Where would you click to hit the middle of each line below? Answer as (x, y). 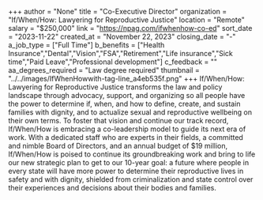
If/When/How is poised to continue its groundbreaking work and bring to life (132, 154)
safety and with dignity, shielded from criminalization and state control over (131, 179)
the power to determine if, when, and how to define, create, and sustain (124, 104)
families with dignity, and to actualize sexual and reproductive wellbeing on (130, 112)
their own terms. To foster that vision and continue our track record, (118, 121)
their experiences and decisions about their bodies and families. (113, 188)
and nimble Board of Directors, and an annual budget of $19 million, (118, 146)
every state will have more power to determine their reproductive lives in (126, 171)
